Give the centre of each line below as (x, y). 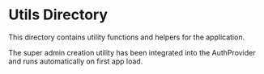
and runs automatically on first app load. (76, 61)
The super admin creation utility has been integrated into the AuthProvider (132, 52)
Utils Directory (58, 15)
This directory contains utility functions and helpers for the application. (127, 37)
